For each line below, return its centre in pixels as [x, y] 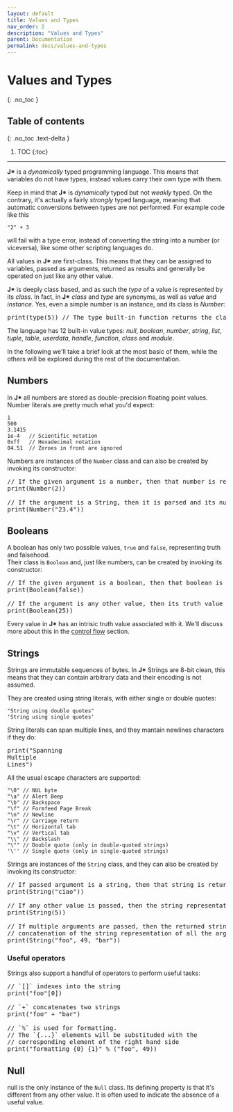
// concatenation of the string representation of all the [110, 933]
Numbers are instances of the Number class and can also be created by [108, 461]
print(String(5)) [36, 913]
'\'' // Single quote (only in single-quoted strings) [88, 851]
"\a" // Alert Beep [35, 796]
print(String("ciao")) [46, 892]
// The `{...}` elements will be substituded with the [102, 1035]
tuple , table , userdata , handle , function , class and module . [91, 338]
